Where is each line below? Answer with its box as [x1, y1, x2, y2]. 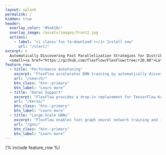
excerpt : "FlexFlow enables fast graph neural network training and [14, 117, 158, 122]
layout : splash [5, 7, 37, 12]
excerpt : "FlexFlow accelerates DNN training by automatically [14, 72, 147, 77]
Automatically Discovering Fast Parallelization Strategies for [9, 53, 145, 58]
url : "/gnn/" [14, 122, 41, 127]
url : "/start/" [18, 44, 50, 49]
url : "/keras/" [14, 99, 45, 104]
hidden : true [5, 16, 32, 21]
